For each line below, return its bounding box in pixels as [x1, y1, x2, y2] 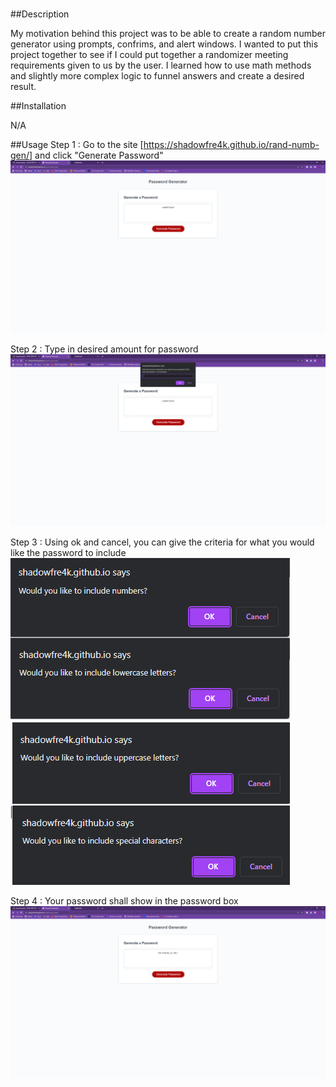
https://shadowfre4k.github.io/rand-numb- [143, 139, 320, 151]
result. [10, 81, 37, 93]
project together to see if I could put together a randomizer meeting [10, 49, 289, 61]
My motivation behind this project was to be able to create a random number [10, 28, 326, 40]
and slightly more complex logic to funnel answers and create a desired [10, 70, 305, 82]
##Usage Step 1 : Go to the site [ [10, 139, 144, 151]
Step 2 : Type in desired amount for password [10, 343, 199, 355]
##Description [10, 8, 70, 20]
